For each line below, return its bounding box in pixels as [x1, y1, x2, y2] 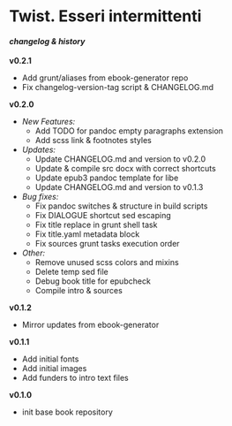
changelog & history [9, 35, 86, 46]
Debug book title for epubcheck [34, 276, 152, 286]
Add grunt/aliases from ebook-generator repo [21, 72, 189, 83]
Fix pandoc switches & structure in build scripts [34, 201, 208, 211]
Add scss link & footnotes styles [34, 135, 152, 146]
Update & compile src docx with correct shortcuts [34, 164, 216, 174]
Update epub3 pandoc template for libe [34, 172, 179, 183]
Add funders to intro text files [21, 373, 130, 384]
